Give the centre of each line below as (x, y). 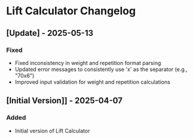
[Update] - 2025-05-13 (50, 33)
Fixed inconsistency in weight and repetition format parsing (88, 63)
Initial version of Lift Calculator (52, 131)
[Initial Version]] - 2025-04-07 (64, 101)
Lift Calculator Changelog (71, 11)
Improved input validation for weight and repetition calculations (92, 82)
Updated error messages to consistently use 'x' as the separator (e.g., (101, 69)
